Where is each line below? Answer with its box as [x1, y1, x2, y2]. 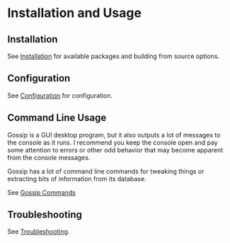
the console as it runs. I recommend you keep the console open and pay [7, 138, 218, 147]
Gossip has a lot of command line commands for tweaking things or [7, 166, 205, 175]
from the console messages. [7, 153, 91, 162]
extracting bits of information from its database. [7, 174, 146, 183]
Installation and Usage [7, 5, 142, 21]
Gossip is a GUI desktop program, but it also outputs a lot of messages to [7, 130, 221, 139]
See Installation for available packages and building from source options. [7, 52, 220, 60]
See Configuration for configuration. [7, 91, 113, 100]
